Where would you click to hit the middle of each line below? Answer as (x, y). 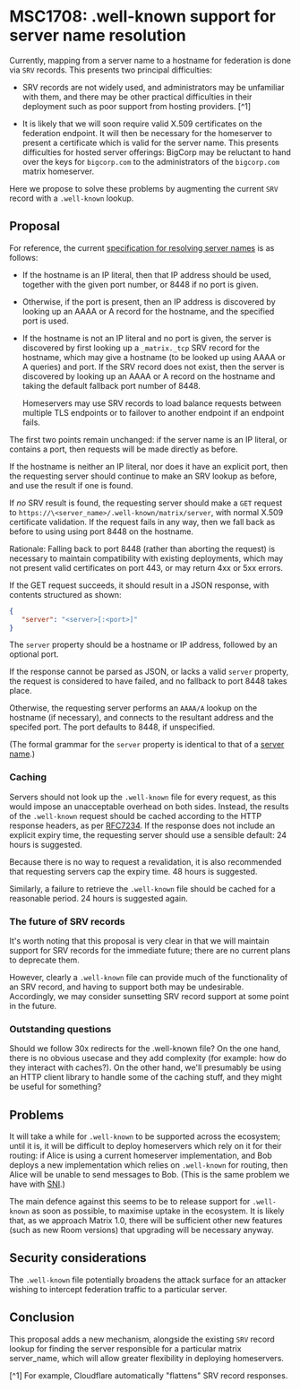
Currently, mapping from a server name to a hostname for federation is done (150, 60)
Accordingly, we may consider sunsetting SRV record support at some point (149, 996)
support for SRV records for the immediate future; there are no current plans (150, 950)
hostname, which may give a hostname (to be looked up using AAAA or (154, 357)
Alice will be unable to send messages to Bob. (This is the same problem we (150, 1175)
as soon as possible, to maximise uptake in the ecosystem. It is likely (158, 1211)
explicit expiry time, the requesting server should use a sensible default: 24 (148, 834)
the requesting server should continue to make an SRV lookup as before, (143, 476)
